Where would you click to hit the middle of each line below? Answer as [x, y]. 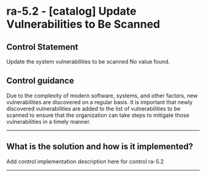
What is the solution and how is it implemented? [100, 147]
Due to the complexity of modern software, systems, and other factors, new [102, 96]
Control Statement [42, 47]
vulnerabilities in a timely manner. [48, 121]
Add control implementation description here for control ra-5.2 [85, 161]
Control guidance [40, 81]
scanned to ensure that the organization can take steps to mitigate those [98, 115]
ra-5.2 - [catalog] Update [71, 11]
